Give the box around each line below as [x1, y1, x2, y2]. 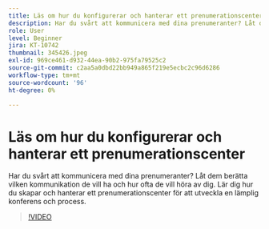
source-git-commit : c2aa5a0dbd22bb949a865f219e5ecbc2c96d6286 [8, 64, 220, 72]
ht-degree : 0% [8, 86, 56, 94]
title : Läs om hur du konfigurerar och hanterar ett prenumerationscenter [8, 11, 263, 20]
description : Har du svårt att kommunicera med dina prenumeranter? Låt [8, 19, 256, 27]
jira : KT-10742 [8, 42, 59, 50]
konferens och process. [8, 197, 86, 207]
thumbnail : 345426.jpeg [8, 49, 88, 57]
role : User [8, 26, 45, 34]
